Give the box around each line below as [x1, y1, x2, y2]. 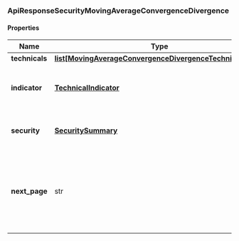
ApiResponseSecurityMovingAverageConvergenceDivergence [7, 6, 230, 16]
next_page [11, 186, 48, 196]
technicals [11, 53, 48, 63]
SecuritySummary [54, 125, 118, 135]
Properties [7, 24, 40, 32]
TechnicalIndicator [54, 83, 119, 93]
